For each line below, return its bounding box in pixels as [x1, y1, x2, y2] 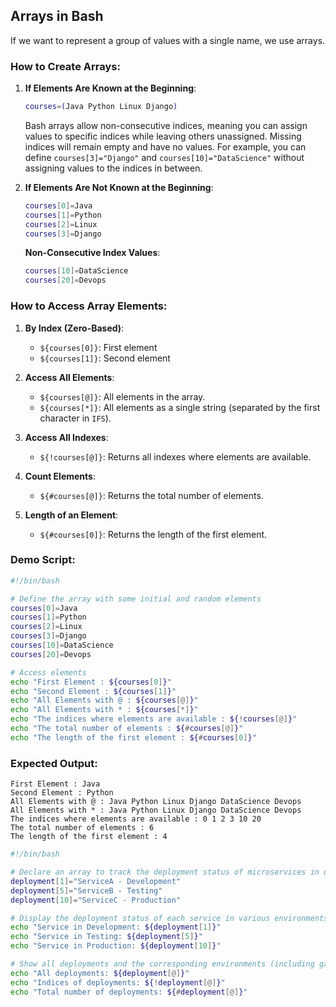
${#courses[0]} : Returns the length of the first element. [39, 528, 268, 540]
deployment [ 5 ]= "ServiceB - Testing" [10, 885, 163, 896]
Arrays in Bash [10, 8, 104, 25]
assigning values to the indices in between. [24, 162, 203, 174]
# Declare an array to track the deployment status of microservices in [10, 867, 320, 877]
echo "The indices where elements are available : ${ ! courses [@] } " [10, 714, 298, 724]
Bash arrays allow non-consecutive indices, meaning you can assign [24, 119, 308, 131]
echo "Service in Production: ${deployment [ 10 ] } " [10, 941, 222, 951]
